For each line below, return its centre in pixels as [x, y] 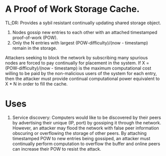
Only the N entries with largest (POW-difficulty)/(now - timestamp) [80, 42]
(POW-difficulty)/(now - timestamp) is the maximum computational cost [78, 68]
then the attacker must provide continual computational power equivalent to [83, 78]
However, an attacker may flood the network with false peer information [86, 128]
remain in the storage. [35, 48]
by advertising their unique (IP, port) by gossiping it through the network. [87, 122]
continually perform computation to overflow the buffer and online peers [86, 144]
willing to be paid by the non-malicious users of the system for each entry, [81, 73]
